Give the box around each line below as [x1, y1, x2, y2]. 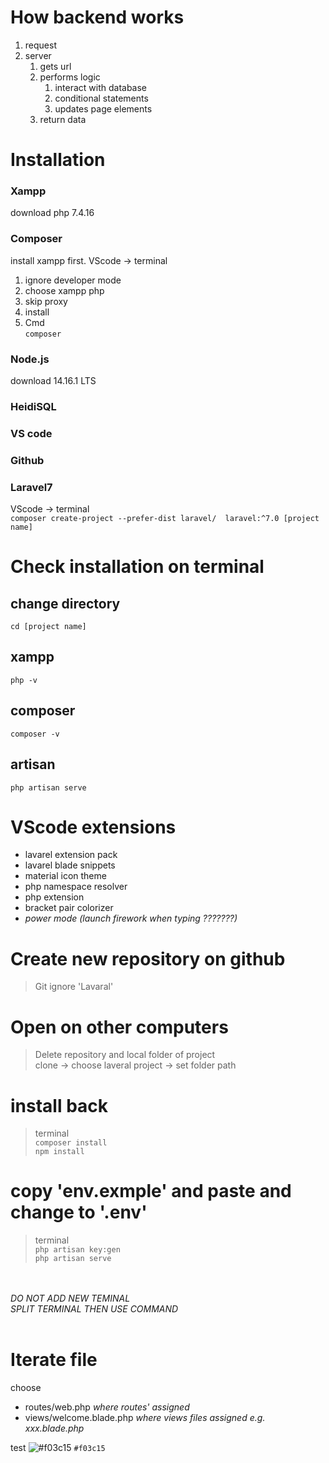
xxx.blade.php [24, 1422, 85, 1435]
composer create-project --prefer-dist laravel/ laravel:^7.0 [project [10, 514, 320, 524]
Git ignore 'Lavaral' [34, 981, 114, 993]
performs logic [39, 71, 101, 83]
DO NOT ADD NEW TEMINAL [10, 1292, 131, 1305]
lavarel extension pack [24, 849, 118, 861]
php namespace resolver [24, 881, 128, 893]
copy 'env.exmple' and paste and [10, 1180, 292, 1203]
